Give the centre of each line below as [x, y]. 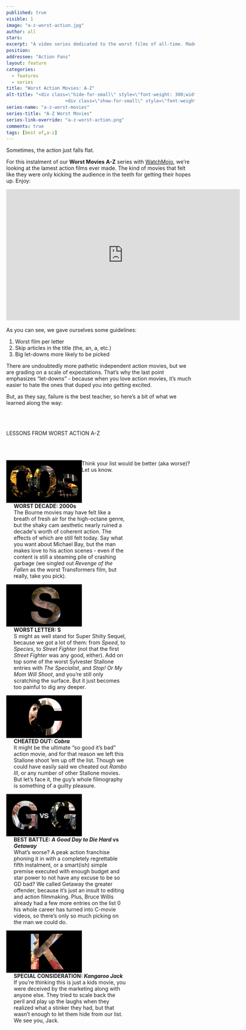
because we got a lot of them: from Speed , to [70, 642]
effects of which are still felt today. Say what [69, 538]
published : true [26, 13]
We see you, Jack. [37, 1020]
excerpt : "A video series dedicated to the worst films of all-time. [95, 44]
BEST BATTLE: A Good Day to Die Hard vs [66, 839]
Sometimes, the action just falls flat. [50, 150]
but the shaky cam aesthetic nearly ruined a [68, 525]
